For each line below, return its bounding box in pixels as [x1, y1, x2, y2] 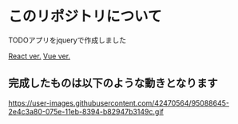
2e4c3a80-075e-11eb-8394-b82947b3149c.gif [8, 106, 164, 116]
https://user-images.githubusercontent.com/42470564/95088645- [8, 98, 230, 108]
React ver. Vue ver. [8, 51, 70, 61]
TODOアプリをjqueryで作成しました [8, 35, 126, 45]
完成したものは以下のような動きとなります [8, 77, 218, 90]
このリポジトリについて [8, 7, 162, 26]
